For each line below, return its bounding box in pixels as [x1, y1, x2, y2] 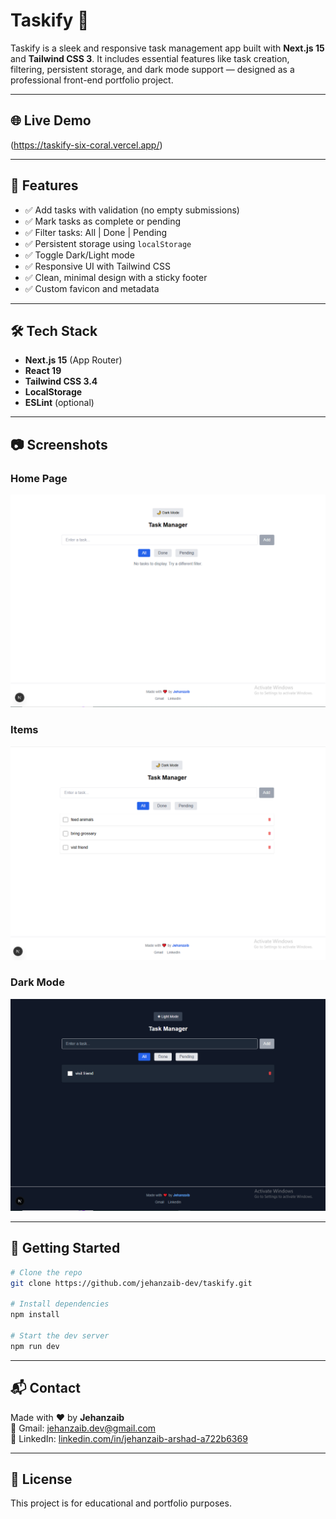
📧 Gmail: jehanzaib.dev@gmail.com [10, 1422, 157, 1434]
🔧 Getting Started [10, 1240, 121, 1257]
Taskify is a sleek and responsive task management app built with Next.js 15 [10, 42, 325, 54]
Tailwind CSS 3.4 [24, 375, 98, 388]
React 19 [24, 365, 62, 377]
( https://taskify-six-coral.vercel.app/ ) [10, 139, 163, 151]
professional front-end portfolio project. [10, 74, 174, 86]
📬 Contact [10, 1380, 81, 1397]
